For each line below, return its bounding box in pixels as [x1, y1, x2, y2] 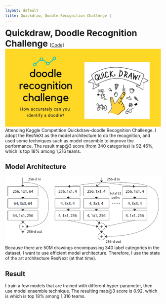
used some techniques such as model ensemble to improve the [5, 137, 134, 143]
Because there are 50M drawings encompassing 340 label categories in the [5, 245, 160, 251]
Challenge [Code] [5, 38, 64, 49]
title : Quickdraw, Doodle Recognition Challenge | [5, 13, 112, 18]
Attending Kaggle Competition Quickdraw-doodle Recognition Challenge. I [5, 127, 157, 133]
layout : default [5, 8, 39, 13]
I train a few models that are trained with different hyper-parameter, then [5, 283, 153, 289]
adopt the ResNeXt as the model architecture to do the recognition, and [5, 132, 151, 138]
